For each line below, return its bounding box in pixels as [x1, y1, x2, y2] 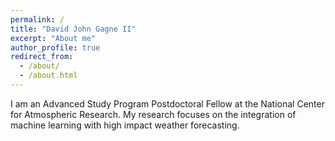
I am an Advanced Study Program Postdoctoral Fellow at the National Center [10, 97, 325, 110]
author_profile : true [10, 42, 101, 53]
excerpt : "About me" [10, 33, 97, 43]
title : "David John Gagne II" [10, 24, 137, 34]
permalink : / [10, 14, 65, 25]
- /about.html [19, 71, 78, 81]
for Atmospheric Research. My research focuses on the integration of [10, 108, 297, 120]
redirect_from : [10, 52, 74, 62]
